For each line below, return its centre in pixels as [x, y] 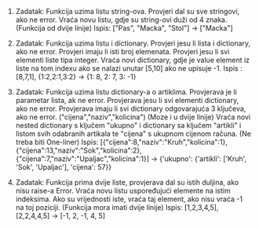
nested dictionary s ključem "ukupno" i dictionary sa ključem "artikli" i [128, 125]
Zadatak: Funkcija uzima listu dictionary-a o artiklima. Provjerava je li [126, 92]
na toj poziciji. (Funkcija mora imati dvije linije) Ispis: [99, 207]
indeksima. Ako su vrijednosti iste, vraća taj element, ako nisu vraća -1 [129, 199]
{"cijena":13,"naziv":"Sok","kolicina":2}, [79, 150]
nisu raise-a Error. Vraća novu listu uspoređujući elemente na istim [123, 191]
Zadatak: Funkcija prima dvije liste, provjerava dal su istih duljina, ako [127, 182]
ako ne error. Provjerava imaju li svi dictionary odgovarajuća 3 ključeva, [131, 108]
